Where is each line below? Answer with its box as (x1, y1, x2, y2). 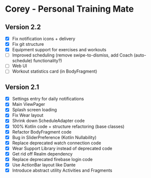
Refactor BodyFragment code (12, 129, 72, 135)
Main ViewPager (12, 101, 45, 107)
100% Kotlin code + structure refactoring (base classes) (12, 123, 125, 129)
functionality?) (33, 58, 62, 64)
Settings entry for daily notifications (12, 96, 84, 102)
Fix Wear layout (12, 112, 44, 118)
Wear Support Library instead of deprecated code (12, 145, 113, 151)
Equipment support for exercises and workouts (12, 47, 107, 53)
